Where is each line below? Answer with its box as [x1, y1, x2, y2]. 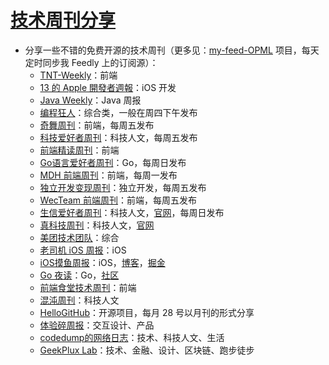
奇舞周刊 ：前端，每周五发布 [39, 119, 155, 131]
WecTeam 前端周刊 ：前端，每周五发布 [39, 194, 198, 206]
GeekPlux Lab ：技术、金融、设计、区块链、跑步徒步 [39, 344, 255, 356]
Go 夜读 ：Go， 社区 [39, 269, 120, 281]
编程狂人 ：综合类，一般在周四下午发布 [39, 106, 198, 118]
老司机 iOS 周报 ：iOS [39, 244, 127, 256]
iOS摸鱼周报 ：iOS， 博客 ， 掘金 [39, 256, 166, 268]
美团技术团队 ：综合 [39, 231, 120, 243]
